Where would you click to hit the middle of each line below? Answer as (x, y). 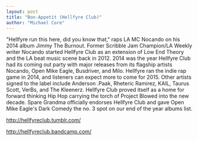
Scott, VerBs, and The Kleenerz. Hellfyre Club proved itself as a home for (95, 90)
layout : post (22, 12)
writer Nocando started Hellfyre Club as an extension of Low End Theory (95, 52)
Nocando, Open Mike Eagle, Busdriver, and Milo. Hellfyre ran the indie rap (96, 71)
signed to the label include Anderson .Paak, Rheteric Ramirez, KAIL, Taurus (98, 84)
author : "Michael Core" (36, 23)
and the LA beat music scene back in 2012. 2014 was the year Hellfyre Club (98, 58)
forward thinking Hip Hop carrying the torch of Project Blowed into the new (98, 96)
